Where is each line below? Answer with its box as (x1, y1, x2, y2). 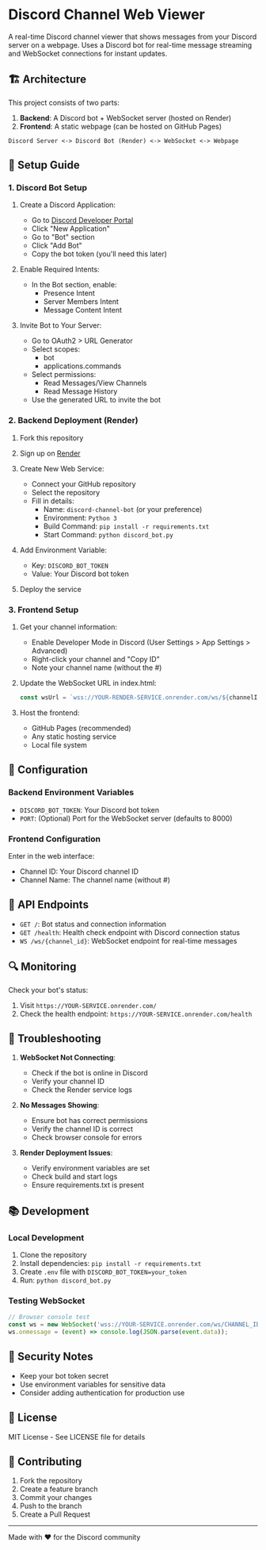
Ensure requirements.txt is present (31, 1180, 145, 1190)
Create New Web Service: (19, 463, 104, 473)
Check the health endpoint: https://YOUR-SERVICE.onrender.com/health (19, 1009, 253, 1018)
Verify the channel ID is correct (31, 1125, 133, 1134)
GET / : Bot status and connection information (19, 919, 167, 929)
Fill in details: (31, 496, 75, 506)
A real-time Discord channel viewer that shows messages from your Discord (8, 32, 257, 41)
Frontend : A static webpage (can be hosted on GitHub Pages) (19, 121, 222, 131)
